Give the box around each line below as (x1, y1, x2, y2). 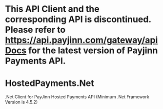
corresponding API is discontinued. (5, 14, 151, 25)
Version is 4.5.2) (5, 99, 38, 105)
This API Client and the (5, 3, 100, 15)
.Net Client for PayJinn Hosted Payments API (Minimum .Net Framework (5, 94, 150, 100)
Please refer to (5, 24, 66, 35)
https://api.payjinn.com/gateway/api (5, 35, 158, 46)
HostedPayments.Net (5, 78, 94, 89)
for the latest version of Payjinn (28, 45, 158, 56)
